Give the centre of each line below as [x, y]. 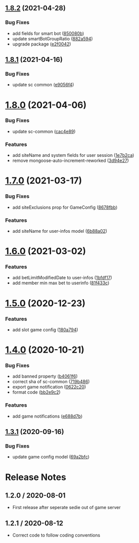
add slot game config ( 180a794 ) [45, 330]
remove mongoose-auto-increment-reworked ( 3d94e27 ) [70, 161]
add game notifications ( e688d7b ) [47, 416]
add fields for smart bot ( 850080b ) [48, 33]
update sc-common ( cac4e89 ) [44, 131]
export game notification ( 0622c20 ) [49, 387]
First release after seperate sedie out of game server [67, 508]
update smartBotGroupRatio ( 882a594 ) [53, 38]
